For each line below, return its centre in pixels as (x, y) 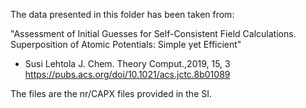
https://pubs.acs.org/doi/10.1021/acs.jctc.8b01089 (127, 74)
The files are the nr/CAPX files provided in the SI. (111, 93)
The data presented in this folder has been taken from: (122, 14)
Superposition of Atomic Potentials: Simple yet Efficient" (126, 44)
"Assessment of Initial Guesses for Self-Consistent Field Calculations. (153, 33)
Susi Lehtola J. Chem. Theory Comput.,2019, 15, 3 (127, 63)
